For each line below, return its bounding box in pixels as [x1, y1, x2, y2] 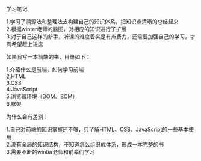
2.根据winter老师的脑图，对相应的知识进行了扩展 [6, 26, 127, 32]
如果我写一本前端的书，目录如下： [6, 53, 91, 60]
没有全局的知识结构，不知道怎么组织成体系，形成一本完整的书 [11, 141, 164, 148]
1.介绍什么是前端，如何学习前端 [6, 66, 84, 73]
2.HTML [6, 73, 26, 80]
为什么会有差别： [6, 113, 49, 120]
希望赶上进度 [11, 41, 43, 47]
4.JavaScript [6, 86, 38, 93]
